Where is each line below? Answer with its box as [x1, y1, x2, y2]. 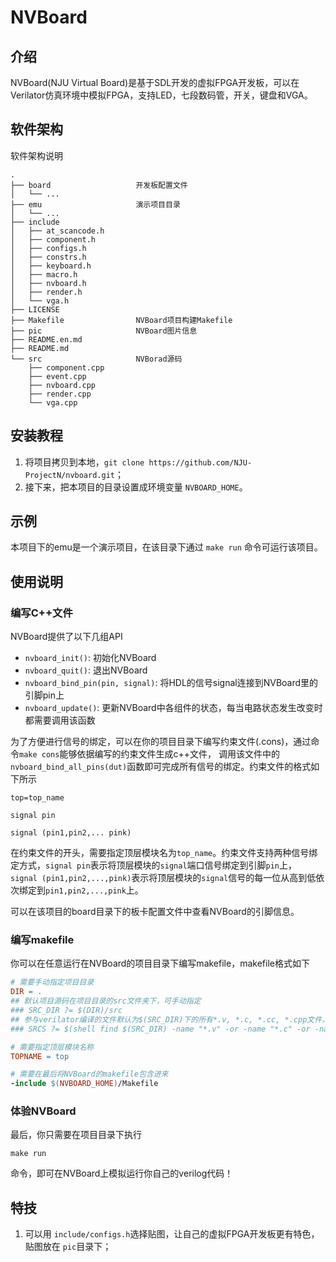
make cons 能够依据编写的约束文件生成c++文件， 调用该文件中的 [19, 748, 280, 760]
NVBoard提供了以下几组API [10, 631, 123, 643]
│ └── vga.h [10, 296, 70, 306]
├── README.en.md [10, 334, 83, 345]
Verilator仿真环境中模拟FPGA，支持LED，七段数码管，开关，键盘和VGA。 [10, 89, 313, 101]
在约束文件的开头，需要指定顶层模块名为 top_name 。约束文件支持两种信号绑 [10, 847, 318, 859]
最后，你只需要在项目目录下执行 [10, 1129, 142, 1141]
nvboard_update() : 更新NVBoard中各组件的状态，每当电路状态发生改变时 [24, 702, 323, 714]
